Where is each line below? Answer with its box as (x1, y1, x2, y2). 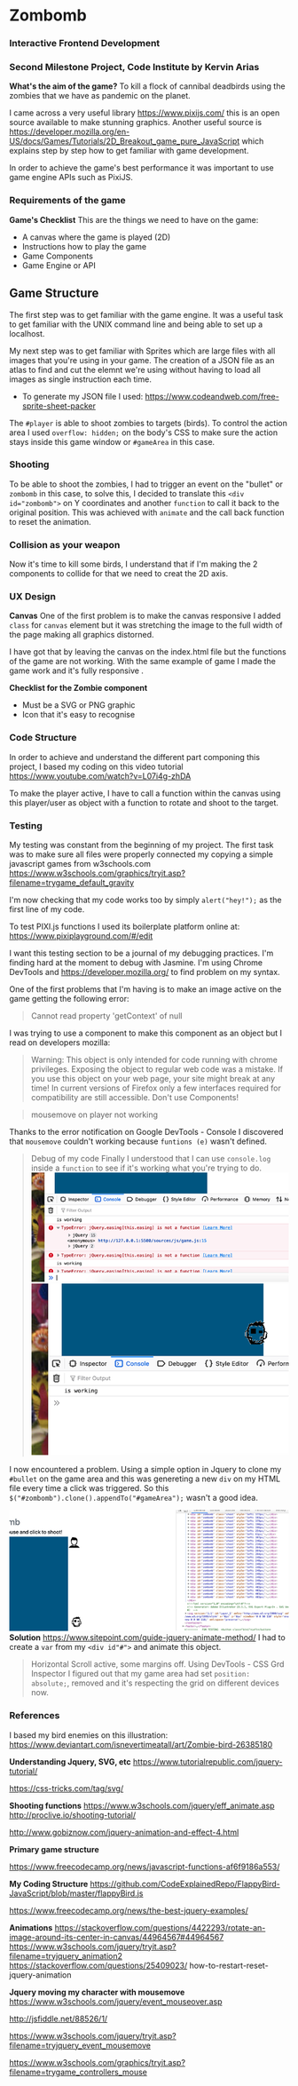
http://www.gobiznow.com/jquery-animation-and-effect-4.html (9, 1827, 239, 1837)
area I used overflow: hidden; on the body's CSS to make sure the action (9, 427, 278, 438)
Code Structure (9, 732, 77, 744)
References (9, 1709, 60, 1722)
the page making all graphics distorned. (9, 630, 154, 640)
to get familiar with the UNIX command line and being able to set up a (9, 319, 263, 329)
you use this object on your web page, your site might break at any (30, 1074, 276, 1083)
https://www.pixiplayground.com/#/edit (9, 931, 153, 941)
